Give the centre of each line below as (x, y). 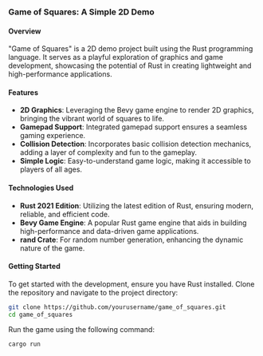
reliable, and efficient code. (65, 214)
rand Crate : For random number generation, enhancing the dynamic (131, 239)
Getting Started (35, 267)
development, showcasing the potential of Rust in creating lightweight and (130, 65)
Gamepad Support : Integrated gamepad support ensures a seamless (133, 127)
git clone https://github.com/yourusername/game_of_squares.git (117, 307)
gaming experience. (53, 136)
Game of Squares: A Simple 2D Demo (81, 12)
